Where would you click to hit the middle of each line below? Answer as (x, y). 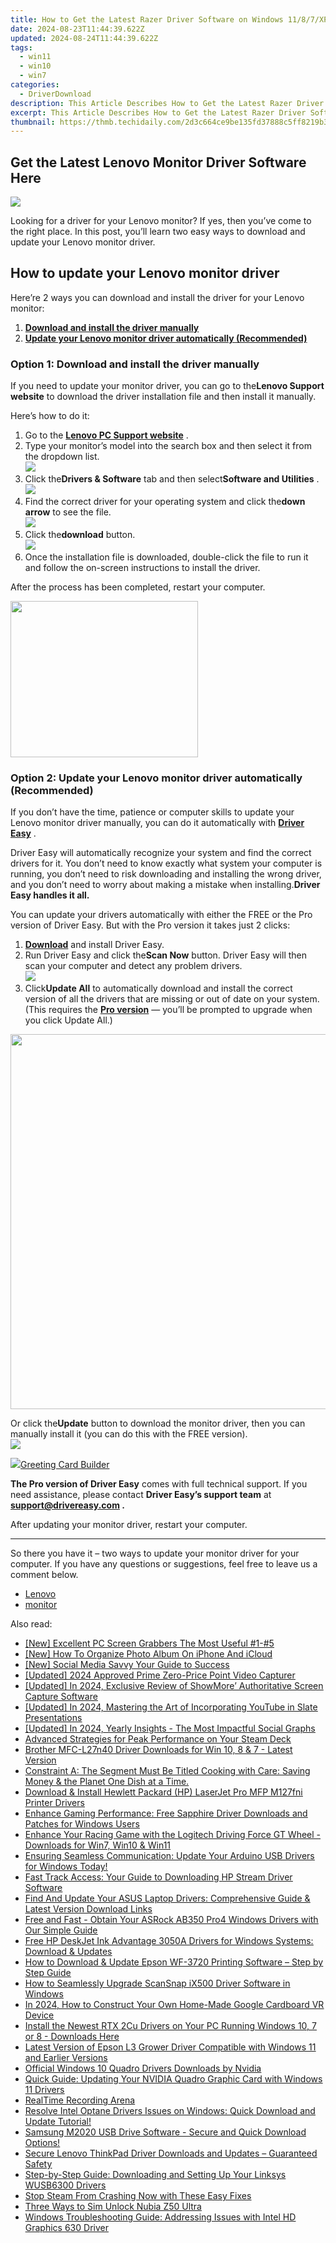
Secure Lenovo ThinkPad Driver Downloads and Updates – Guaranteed (171, 2153)
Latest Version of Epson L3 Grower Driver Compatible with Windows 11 (170, 2047)
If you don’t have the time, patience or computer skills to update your (152, 812)
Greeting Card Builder (65, 1465)
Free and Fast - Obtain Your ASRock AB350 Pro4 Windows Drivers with (171, 1920)
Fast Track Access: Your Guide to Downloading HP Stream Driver (158, 1877)
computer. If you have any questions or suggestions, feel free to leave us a (164, 1564)
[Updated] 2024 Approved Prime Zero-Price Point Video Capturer (160, 1675)
